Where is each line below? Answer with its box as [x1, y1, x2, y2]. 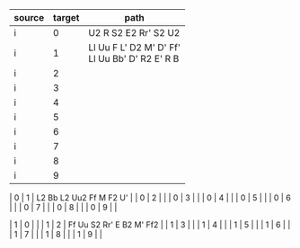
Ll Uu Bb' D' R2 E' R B [88, 53, 180, 65]
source [13, 12, 45, 23]
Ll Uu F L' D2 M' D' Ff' [88, 41, 181, 53]
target [52, 12, 80, 23]
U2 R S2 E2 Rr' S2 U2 [88, 27, 181, 39]
